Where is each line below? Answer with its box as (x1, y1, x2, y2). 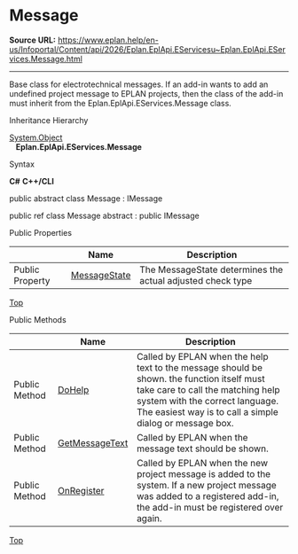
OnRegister (57, 484, 105, 496)
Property (13, 274, 51, 286)
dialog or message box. (136, 417, 234, 429)
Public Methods (9, 314, 67, 324)
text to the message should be (136, 361, 263, 373)
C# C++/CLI (9, 176, 55, 186)
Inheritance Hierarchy (9, 114, 89, 125)
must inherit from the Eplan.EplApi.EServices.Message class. (9, 98, 232, 108)
